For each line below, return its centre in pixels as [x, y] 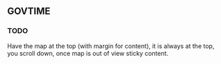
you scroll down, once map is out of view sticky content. [88, 53]
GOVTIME [29, 11]
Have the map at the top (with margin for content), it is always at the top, [111, 46]
